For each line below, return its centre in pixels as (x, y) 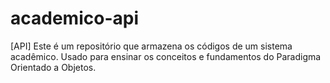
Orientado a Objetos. (53, 67)
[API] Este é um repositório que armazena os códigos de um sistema (151, 46)
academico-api (74, 18)
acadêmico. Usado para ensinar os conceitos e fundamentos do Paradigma (166, 56)
